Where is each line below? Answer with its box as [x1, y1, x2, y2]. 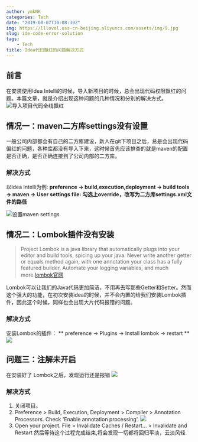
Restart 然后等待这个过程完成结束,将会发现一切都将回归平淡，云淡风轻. [14, 429, 187, 436]
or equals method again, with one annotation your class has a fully [20, 258, 183, 265]
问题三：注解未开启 [6, 355, 76, 365]
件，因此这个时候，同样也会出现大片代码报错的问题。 [6, 299, 136, 306]
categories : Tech [6, 14, 49, 20]
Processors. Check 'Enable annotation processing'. [14, 415, 139, 422]
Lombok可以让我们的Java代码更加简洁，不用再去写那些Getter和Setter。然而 [6, 284, 192, 291]
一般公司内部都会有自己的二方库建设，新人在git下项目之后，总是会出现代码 [6, 138, 189, 145]
